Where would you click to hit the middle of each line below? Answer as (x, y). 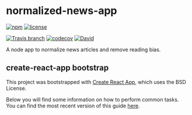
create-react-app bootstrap (57, 68)
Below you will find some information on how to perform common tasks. (92, 99)
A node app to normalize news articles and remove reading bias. (83, 49)
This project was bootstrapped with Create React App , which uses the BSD (96, 82)
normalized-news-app (62, 11)
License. (16, 88)
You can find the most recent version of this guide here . (73, 106)
